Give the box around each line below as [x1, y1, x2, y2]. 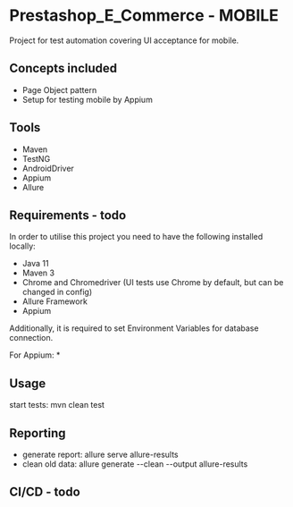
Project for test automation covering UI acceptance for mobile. [9, 35, 239, 46]
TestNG [21, 153, 51, 164]
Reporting [9, 426, 66, 441]
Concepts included [9, 61, 118, 76]
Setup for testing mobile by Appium [21, 94, 154, 105]
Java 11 [21, 258, 49, 269]
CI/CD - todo [9, 485, 80, 500]
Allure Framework [21, 296, 88, 307]
